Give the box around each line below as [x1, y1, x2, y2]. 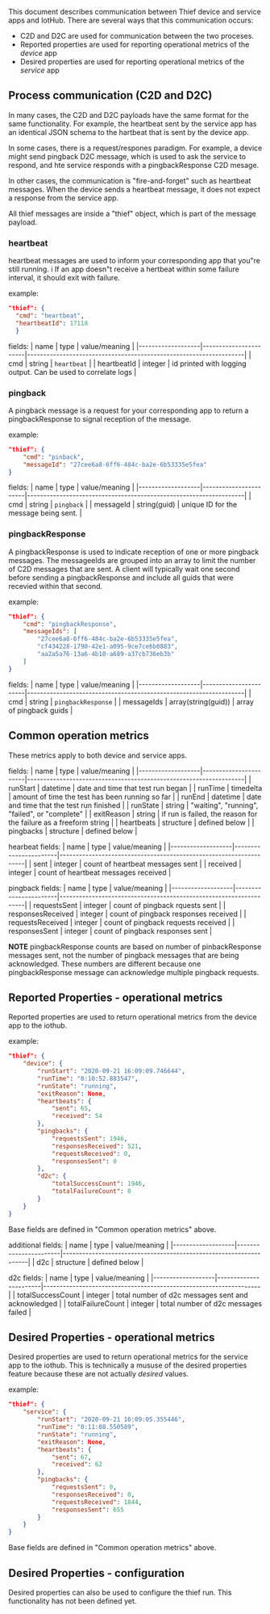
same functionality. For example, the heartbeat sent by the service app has [8, 119, 257, 128]
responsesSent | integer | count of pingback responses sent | [8, 926, 212, 935]
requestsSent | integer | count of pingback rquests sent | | [33, 900, 226, 910]
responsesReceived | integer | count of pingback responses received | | [8, 909, 247, 918]
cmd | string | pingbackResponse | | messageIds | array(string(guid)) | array [8, 696, 254, 706]
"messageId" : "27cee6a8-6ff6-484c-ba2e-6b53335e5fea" [23, 460, 207, 469]
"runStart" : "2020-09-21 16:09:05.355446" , [37, 1415, 185, 1424]
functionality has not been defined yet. [8, 1595, 137, 1606]
